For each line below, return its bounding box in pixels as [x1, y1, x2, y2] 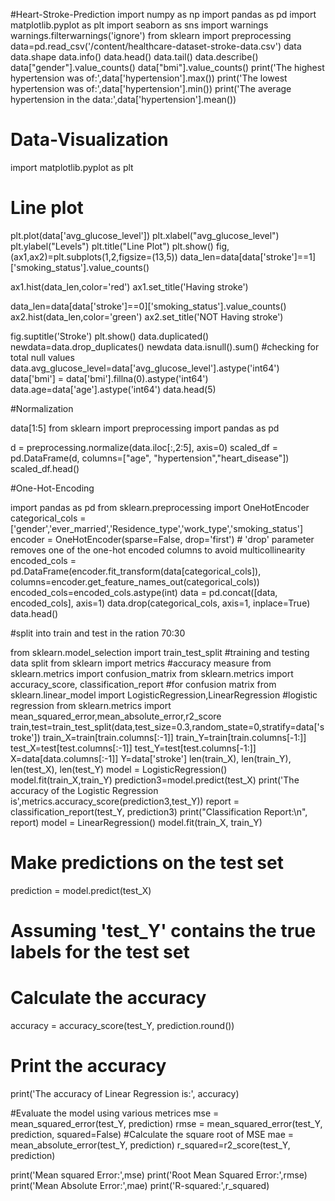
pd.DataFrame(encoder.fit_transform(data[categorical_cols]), [10, 565, 262, 577]
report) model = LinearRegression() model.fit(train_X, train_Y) [10, 816, 263, 828]
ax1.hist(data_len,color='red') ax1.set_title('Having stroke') [10, 280, 249, 293]
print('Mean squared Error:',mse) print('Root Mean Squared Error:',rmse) [10, 1169, 308, 1181]
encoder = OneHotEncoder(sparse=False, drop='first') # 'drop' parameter [10, 533, 315, 545]
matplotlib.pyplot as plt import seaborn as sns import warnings [10, 19, 269, 31]
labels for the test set [10, 941, 190, 963]
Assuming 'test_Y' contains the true [10, 920, 317, 942]
